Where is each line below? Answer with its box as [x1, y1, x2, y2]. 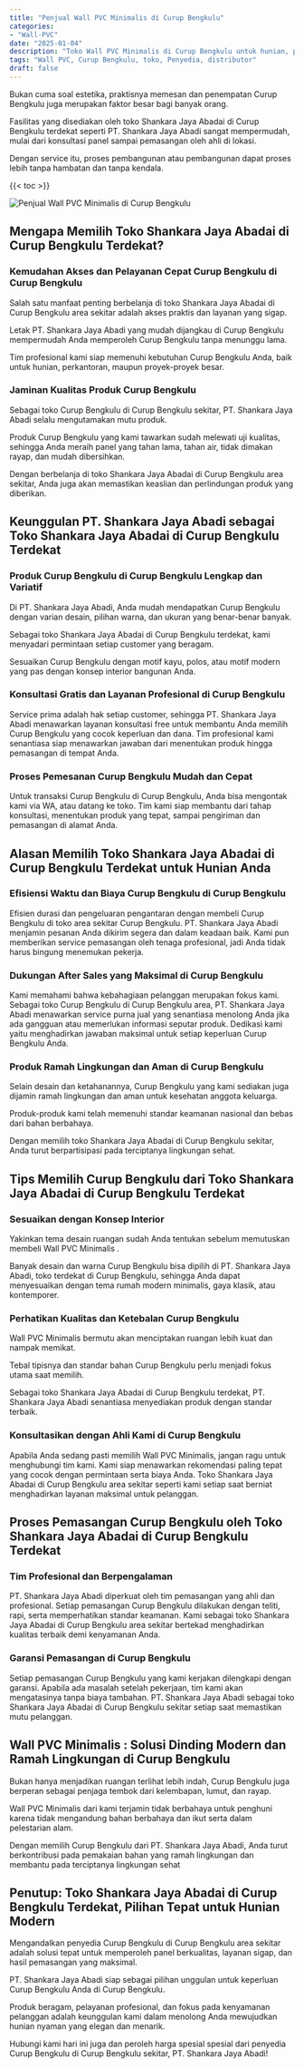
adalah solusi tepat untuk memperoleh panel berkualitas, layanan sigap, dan [9, 1947, 292, 1958]
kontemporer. [9, 1290, 60, 1301]
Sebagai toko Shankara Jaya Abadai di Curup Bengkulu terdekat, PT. [9, 1387, 265, 1398]
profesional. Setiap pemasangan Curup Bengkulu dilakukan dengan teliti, [9, 1600, 280, 1611]
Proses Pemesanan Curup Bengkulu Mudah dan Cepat [9, 770, 253, 783]
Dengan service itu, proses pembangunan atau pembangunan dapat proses [9, 152, 291, 163]
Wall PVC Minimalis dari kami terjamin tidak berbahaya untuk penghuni [9, 1802, 273, 1814]
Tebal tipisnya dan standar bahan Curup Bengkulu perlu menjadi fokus [9, 1360, 271, 1371]
